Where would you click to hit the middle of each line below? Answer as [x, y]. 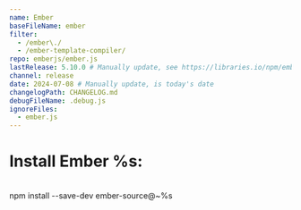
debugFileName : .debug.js [57, 101]
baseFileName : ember [48, 26]
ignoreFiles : [34, 109]
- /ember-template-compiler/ [72, 51]
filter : [24, 34]
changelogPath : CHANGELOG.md [64, 92]
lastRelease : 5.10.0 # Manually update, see [94, 68]
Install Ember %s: [76, 161]
